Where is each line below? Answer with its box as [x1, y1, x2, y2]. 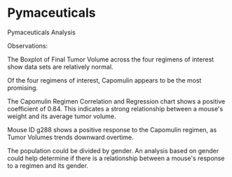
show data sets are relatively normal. [7, 62, 114, 71]
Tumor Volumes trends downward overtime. [7, 133, 134, 141]
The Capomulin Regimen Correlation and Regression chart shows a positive [7, 97, 226, 106]
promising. [7, 83, 39, 92]
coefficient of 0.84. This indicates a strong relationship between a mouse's [7, 104, 224, 113]
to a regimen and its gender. [7, 161, 89, 169]
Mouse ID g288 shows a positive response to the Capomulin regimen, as [7, 125, 217, 134]
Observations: [7, 41, 48, 50]
